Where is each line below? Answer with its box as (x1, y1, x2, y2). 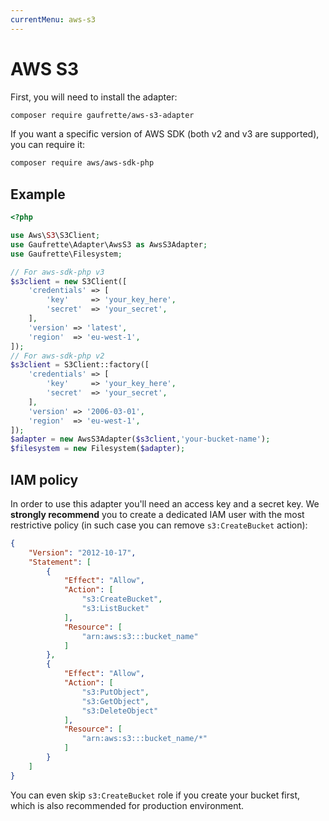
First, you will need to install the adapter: (10, 91, 178, 103)
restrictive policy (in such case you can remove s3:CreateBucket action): (10, 519, 308, 531)
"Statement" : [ (28, 557, 92, 567)
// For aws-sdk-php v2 (10, 351, 105, 361)
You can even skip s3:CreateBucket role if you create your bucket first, (10, 789, 301, 801)
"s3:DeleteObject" (81, 706, 159, 716)
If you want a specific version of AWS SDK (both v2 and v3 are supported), (10, 128, 320, 140)
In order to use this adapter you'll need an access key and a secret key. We (10, 497, 320, 510)
